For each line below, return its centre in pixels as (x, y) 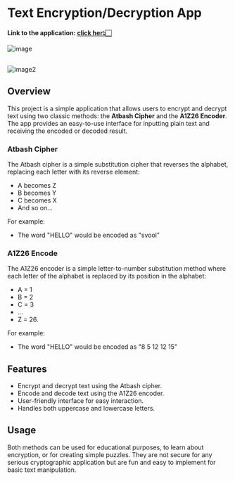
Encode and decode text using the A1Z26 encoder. (91, 393)
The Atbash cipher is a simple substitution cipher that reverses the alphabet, (118, 164)
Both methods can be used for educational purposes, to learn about (106, 447)
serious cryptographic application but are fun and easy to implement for (112, 462)
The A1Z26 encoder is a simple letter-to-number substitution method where (117, 269)
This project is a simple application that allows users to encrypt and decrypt (117, 108)
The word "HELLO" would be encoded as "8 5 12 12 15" (97, 347)
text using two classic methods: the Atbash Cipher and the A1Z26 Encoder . (117, 116)
